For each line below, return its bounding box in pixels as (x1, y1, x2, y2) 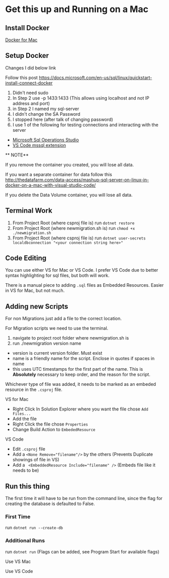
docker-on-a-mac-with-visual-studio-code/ (5, 182, 96, 188)
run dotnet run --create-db (5, 525, 63, 531)
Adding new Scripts (5, 302, 68, 310)
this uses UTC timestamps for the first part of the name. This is (12, 366, 143, 372)
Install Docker (5, 24, 50, 32)
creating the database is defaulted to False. (5, 501, 95, 507)
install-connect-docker (5, 79, 53, 86)
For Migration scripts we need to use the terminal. (5, 325, 109, 332)
